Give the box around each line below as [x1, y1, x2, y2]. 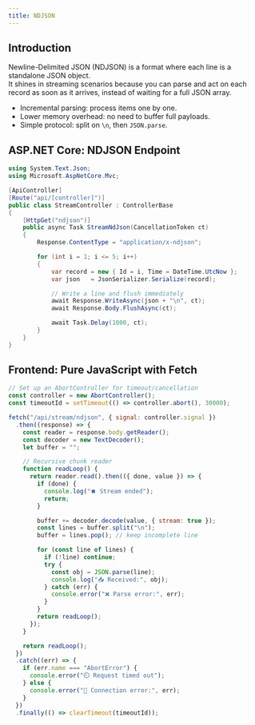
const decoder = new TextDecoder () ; [22, 436, 145, 444]
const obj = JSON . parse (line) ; [50, 568, 156, 576]
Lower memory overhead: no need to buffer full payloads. [19, 112, 210, 121]
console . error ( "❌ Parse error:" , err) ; [50, 590, 185, 599]
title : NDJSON [8, 11, 56, 20]
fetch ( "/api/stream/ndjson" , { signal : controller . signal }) [8, 414, 217, 422]
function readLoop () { [22, 465, 98, 473]
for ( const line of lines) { [37, 546, 134, 554]
